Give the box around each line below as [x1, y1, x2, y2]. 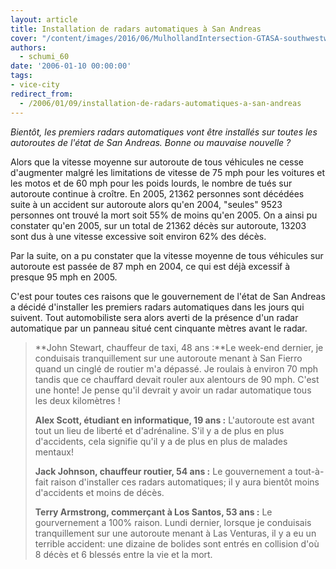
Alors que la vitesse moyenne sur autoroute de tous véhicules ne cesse [10, 156, 304, 168]
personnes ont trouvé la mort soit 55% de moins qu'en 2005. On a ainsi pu [10, 209, 318, 221]
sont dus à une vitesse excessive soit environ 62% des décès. [10, 230, 267, 242]
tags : [10, 71, 33, 81]
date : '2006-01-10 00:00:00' [10, 61, 132, 71]
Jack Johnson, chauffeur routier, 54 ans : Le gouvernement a [34, 465, 293, 477]
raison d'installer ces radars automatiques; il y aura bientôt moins [50, 476, 320, 488]
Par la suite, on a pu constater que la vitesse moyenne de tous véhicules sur [10, 249, 324, 261]
